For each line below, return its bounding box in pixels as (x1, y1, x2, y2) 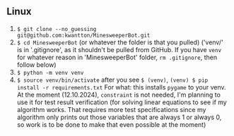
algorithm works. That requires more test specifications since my (16, 105, 206, 113)
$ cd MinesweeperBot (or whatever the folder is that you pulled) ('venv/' (16, 38, 223, 47)
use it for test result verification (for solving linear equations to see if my (16, 98, 227, 106)
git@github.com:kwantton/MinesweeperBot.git (16, 32, 151, 39)
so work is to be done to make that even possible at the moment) (16, 120, 206, 129)
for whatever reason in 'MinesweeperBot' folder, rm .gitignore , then (16, 53, 217, 61)
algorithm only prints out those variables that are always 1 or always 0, (16, 113, 222, 121)
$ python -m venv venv (16, 69, 84, 76)
